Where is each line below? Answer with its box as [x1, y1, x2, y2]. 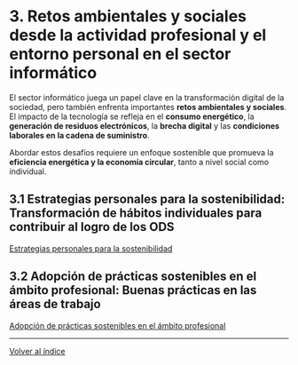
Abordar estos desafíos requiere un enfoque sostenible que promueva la [9, 147, 274, 157]
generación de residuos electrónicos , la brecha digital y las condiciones [9, 120, 280, 131]
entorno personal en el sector [9, 44, 231, 64]
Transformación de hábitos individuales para [9, 206, 263, 221]
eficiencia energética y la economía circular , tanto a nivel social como [9, 156, 269, 167]
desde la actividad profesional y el [9, 25, 267, 45]
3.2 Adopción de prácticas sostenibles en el [9, 269, 257, 284]
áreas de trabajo [9, 297, 101, 312]
